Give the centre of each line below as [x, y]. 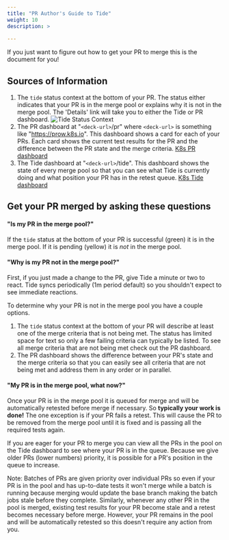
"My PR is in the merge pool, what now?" [66, 386]
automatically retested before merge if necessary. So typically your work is [114, 408]
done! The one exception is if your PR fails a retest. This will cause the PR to [114, 415]
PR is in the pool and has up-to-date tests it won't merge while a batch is [109, 486]
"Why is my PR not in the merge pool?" [63, 262]
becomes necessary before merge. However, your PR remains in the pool [110, 515]
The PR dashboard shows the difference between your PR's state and [115, 355]
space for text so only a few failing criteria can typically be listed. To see [119, 340]
